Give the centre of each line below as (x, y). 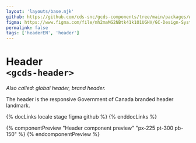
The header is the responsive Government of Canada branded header (90, 99)
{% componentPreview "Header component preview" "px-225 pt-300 (90, 128)
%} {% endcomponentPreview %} (59, 134)
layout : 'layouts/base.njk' (40, 11)
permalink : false (27, 28)
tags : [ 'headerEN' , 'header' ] (43, 33)
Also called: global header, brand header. (56, 88)
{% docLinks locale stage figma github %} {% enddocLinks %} (82, 117)
